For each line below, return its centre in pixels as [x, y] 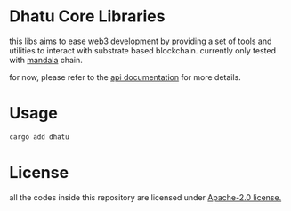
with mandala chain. [46, 60]
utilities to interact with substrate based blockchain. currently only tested [143, 50]
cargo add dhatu [39, 137]
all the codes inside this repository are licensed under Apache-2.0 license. [145, 197]
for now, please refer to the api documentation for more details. [125, 77]
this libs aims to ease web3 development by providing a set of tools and [141, 41]
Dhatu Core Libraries [87, 16]
